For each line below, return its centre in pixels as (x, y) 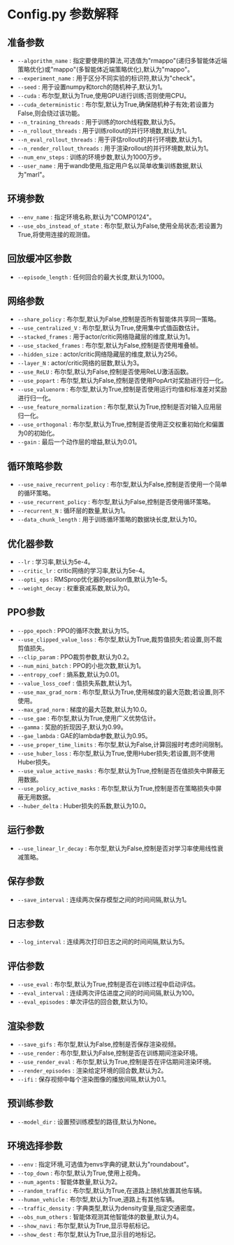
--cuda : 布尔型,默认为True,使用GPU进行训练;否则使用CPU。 (104, 96)
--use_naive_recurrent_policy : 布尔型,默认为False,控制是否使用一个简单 (122, 484)
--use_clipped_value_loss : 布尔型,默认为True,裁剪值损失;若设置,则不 (117, 639)
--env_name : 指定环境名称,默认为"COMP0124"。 (86, 217)
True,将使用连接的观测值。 (56, 234)
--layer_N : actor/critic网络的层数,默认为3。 (80, 363)
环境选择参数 (35, 1146)
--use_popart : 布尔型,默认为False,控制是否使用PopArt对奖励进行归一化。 (122, 381)
